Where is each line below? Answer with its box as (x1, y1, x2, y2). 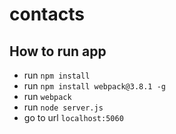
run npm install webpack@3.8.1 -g (23, 80, 167, 92)
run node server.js (23, 101, 104, 113)
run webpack (23, 91, 72, 102)
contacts (9, 3, 85, 26)
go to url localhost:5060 (23, 112, 124, 123)
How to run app (9, 43, 107, 60)
